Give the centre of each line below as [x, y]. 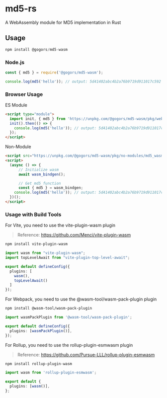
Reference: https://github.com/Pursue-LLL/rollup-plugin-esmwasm [86, 355]
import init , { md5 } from [38, 119]
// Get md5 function [40, 183]
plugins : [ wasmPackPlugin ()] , [41, 331]
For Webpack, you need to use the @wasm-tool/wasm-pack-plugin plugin [81, 299]
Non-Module [18, 147]
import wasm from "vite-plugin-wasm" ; [45, 253]
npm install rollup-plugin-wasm [39, 364]
